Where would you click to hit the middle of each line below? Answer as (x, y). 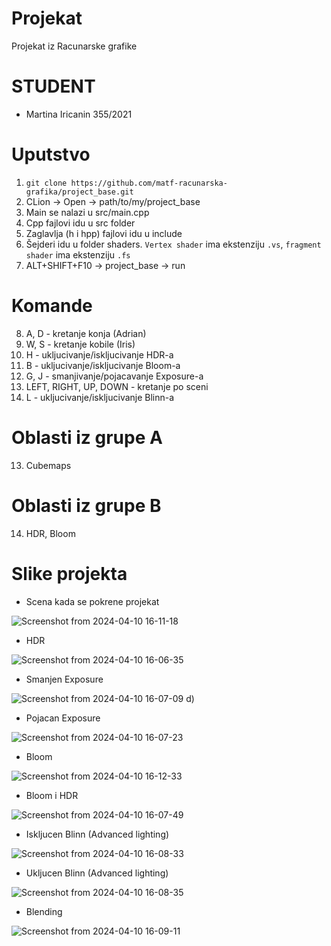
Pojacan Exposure (63, 718)
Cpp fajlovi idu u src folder (80, 223)
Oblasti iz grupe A (87, 437)
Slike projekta (69, 573)
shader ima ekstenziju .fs (78, 254)
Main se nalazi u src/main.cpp (87, 212)
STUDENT (53, 86)
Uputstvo (51, 154)
